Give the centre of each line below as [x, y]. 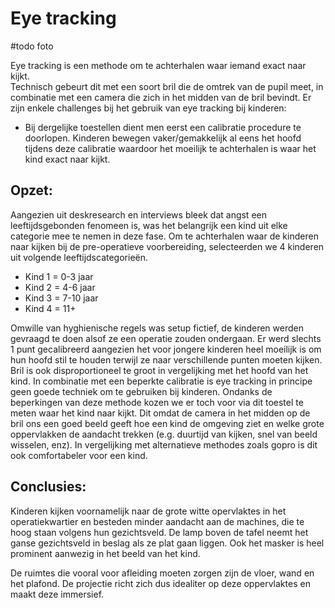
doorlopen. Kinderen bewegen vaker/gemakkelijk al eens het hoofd [163, 138]
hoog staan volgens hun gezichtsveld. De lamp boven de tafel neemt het [159, 532]
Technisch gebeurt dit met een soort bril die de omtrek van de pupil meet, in [167, 86]
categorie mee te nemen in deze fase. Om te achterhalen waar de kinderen [164, 236]
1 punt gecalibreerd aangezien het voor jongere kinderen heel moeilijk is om [166, 349]
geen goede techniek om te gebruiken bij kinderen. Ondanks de [141, 391]
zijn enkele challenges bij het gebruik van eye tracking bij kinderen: [148, 108]
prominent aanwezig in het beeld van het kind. [105, 553]
